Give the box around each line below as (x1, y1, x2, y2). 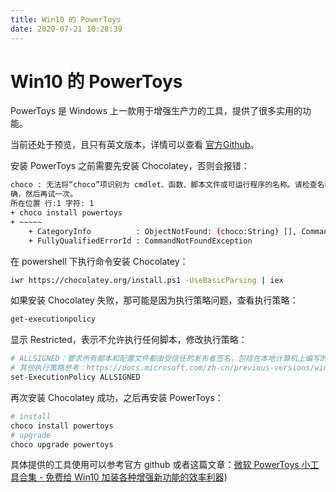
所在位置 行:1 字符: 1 (10, 199, 95, 209)
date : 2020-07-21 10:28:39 (10, 24, 123, 34)
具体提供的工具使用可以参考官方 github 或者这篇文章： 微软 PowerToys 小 (10, 459, 311, 471)
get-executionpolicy (10, 314, 97, 325)
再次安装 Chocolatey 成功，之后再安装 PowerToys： (10, 391, 224, 403)
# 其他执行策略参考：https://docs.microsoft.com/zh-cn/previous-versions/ (10, 363, 315, 373)
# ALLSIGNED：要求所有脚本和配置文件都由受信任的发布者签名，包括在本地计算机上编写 (10, 354, 320, 364)
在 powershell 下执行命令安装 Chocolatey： (10, 255, 189, 267)
